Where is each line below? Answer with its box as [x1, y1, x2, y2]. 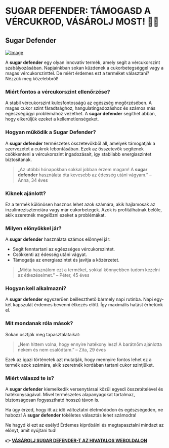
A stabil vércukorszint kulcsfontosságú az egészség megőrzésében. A [5, 100, 152, 106]
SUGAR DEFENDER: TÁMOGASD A [5, 5, 151, 17]
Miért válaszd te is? [5, 374, 54, 381]
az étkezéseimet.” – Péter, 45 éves [17, 272, 90, 278]
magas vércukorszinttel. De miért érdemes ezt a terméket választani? [5, 70, 149, 76]
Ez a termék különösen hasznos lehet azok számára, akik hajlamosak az [5, 201, 156, 207]
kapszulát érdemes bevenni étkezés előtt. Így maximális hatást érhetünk [13, 302, 163, 308]
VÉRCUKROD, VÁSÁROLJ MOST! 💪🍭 [5, 16, 159, 27]
